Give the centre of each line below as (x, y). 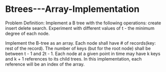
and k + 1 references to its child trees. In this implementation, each (73, 59)
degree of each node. (27, 33)
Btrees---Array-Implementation (72, 9)
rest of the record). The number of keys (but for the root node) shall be (78, 48)
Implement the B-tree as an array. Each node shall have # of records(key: (80, 43)
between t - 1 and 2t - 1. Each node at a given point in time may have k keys (83, 54)
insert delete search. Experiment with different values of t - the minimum (80, 28)
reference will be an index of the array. (45, 64)
